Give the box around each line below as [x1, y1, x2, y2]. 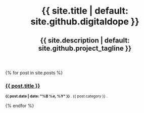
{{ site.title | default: [41, 5, 129, 17]
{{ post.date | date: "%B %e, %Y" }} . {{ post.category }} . [5, 94, 108, 99]
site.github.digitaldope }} [30, 16, 139, 27]
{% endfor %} [5, 102, 34, 108]
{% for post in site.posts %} [5, 69, 63, 76]
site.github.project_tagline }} [38, 44, 132, 53]
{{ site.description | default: [40, 36, 130, 45]
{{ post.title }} [5, 82, 40, 89]
